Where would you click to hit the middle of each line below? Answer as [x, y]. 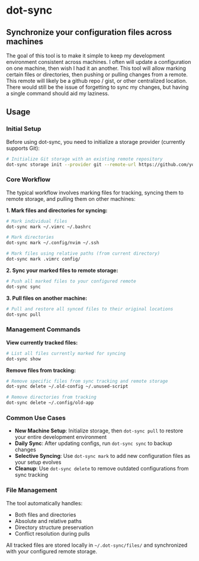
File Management [32, 491]
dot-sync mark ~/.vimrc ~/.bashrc [49, 227]
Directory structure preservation [54, 527]
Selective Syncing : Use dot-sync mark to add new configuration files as [102, 456]
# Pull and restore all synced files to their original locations [90, 309]
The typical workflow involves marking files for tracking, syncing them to [95, 193]
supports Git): [23, 148]
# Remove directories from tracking [51, 397]
